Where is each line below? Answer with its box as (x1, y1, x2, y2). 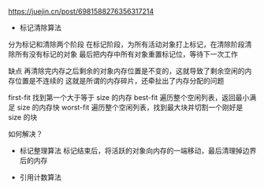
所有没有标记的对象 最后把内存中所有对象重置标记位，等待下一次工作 (14, 50, 238, 58)
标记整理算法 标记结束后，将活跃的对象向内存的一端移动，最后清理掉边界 (19, 146, 257, 155)
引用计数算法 (19, 172, 61, 182)
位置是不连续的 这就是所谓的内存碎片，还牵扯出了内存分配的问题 (14, 76, 225, 85)
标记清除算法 (19, 23, 61, 32)
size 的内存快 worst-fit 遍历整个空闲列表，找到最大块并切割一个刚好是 (17, 102, 244, 112)
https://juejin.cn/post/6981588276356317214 (8, 7, 154, 16)
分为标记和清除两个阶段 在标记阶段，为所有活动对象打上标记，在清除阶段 (8, 39, 245, 49)
